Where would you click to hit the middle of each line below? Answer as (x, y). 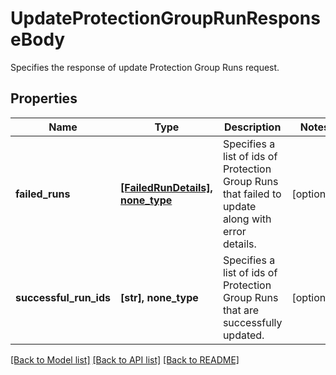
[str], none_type (159, 297)
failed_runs (43, 194)
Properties (44, 98)
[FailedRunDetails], (166, 187)
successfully (252, 322)
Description (252, 127)
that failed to (252, 194)
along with (247, 219)
